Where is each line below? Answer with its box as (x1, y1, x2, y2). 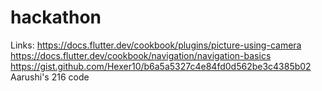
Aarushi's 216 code (10, 71, 90, 83)
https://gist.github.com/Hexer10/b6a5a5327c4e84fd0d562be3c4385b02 (10, 60, 312, 72)
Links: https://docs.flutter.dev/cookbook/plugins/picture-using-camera (10, 39, 302, 51)
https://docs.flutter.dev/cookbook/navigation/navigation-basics (10, 49, 272, 61)
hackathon (10, 6, 102, 29)
